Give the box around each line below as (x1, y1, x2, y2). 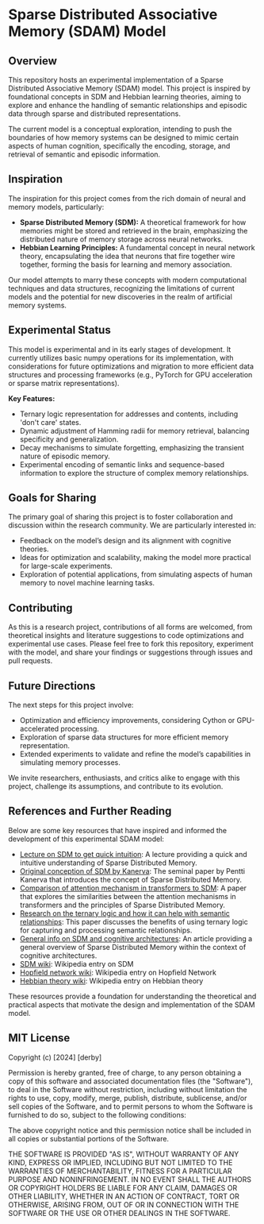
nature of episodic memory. (19, 451, 111, 461)
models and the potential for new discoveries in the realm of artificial (8, 292, 232, 301)
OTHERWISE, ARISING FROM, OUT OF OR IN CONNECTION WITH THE (8, 1199, 239, 1209)
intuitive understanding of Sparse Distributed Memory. (19, 858, 198, 867)
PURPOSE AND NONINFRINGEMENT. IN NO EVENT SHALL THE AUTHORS (8, 1174, 252, 1184)
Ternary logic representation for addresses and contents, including (19, 409, 239, 419)
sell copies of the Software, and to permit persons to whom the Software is (8, 1102, 254, 1111)
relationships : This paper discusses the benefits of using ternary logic (19, 917, 248, 926)
